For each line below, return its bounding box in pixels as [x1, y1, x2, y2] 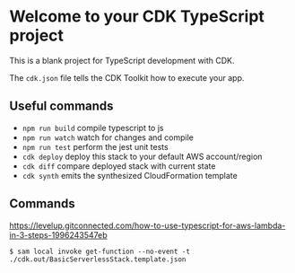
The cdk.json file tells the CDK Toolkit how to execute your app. [9, 72, 245, 83]
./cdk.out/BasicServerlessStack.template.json [9, 254, 187, 264]
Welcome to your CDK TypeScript [9, 6, 265, 27]
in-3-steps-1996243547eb [9, 229, 108, 240]
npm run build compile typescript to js [22, 122, 164, 133]
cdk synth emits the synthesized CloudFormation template [22, 170, 238, 181]
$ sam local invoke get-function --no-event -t [9, 247, 191, 256]
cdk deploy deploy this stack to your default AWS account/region [22, 151, 263, 162]
